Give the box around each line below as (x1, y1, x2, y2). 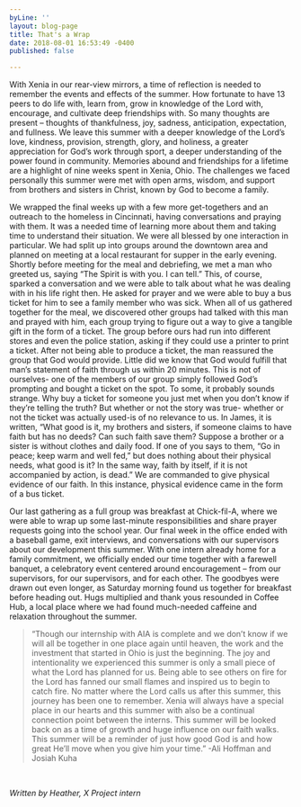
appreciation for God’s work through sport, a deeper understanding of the (9, 146, 282, 157)
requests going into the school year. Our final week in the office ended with (9, 525, 288, 536)
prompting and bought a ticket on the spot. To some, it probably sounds (9, 383, 276, 394)
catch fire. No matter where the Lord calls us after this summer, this (31, 686, 281, 697)
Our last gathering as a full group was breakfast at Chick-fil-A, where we (9, 506, 278, 517)
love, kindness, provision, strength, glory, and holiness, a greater (9, 137, 249, 148)
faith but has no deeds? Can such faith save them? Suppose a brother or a (9, 431, 285, 442)
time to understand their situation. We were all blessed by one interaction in (9, 230, 289, 241)
